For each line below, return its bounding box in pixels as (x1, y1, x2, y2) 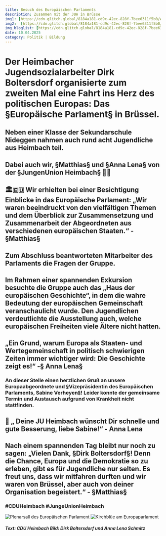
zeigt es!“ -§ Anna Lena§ (5, 362, 83, 371)
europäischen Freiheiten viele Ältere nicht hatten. (5, 322, 161, 331)
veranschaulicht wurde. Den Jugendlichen (5, 307, 139, 315)
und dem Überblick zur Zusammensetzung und (5, 211, 154, 220)
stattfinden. (5, 402, 34, 408)
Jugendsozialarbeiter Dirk (5, 67, 115, 78)
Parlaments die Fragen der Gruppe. (5, 259, 116, 268)
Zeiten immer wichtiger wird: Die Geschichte (5, 355, 146, 363)
